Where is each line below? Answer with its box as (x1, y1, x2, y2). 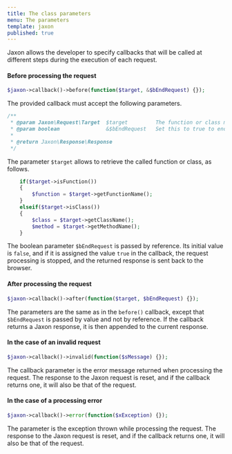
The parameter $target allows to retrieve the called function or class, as (7, 157, 212, 166)
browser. (7, 264, 32, 272)
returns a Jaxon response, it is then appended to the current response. (7, 322, 209, 330)
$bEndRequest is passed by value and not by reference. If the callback (7, 315, 204, 323)
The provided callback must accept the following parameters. (7, 100, 182, 108)
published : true (7, 29, 54, 37)
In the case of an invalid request (7, 338, 101, 346)
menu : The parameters (7, 17, 70, 23)
